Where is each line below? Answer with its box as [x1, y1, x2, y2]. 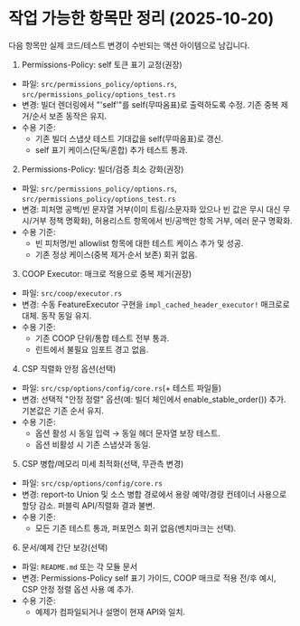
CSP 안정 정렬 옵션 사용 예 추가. [21, 583, 135, 594]
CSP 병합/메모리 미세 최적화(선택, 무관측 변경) [21, 458, 184, 469]
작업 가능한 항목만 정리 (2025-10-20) [8, 8, 275, 29]
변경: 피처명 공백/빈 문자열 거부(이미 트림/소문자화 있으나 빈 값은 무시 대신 [21, 204, 281, 214]
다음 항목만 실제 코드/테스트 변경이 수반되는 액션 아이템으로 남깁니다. [8, 40, 250, 51]
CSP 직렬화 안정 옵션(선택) [21, 363, 117, 374]
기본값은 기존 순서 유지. [21, 404, 105, 416]
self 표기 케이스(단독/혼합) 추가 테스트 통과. [34, 144, 188, 155]
